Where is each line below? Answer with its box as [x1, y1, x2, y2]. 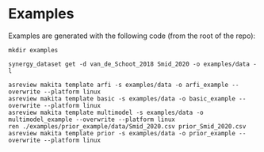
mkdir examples [8, 46, 59, 54]
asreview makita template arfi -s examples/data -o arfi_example [8, 81, 228, 89]
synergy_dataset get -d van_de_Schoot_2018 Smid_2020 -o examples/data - [8, 60, 258, 68]
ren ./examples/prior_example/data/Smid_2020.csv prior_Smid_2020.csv [8, 122, 247, 131]
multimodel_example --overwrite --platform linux [8, 116, 176, 123]
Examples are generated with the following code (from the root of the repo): [8, 31, 256, 40]
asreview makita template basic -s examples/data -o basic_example [8, 94, 236, 103]
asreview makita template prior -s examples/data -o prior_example [8, 129, 236, 137]
